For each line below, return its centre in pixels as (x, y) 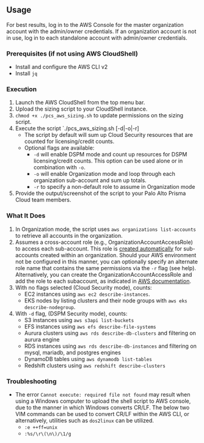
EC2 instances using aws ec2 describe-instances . (87, 294)
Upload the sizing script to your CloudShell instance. (81, 109)
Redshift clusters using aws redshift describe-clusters (95, 365)
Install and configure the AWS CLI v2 (61, 67)
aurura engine (42, 339)
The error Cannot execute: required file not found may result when (103, 394)
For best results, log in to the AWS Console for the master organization (95, 24)
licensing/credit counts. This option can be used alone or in (108, 161)
